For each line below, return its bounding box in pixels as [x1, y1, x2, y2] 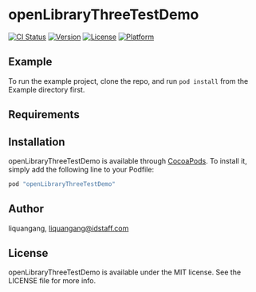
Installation [8, 135, 65, 148]
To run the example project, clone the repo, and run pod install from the [8, 76, 249, 85]
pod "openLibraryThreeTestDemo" [8, 180, 116, 188]
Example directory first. [8, 85, 85, 94]
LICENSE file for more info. [8, 276, 96, 286]
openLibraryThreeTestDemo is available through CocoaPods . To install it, [8, 156, 247, 165]
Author [8, 202, 44, 216]
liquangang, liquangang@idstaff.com [8, 223, 129, 233]
